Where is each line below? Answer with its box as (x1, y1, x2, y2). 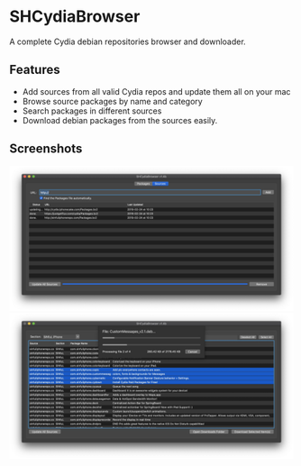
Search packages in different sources (22, 105, 162, 116)
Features (9, 62, 60, 78)
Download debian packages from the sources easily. (22, 114, 218, 125)
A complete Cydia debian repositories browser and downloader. (9, 36, 246, 47)
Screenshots (9, 142, 83, 157)
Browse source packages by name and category (22, 96, 203, 106)
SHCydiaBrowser (9, 6, 141, 27)
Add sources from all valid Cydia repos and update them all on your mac (22, 86, 291, 96)
